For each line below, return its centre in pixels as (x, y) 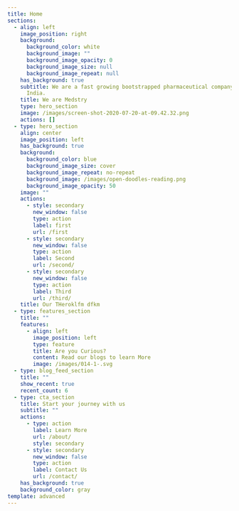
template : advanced (36, 496)
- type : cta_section (44, 397)
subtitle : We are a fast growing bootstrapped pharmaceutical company (127, 87)
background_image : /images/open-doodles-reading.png (106, 179)
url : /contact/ (55, 477)
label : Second (54, 259)
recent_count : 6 (44, 391)
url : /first (51, 232)
